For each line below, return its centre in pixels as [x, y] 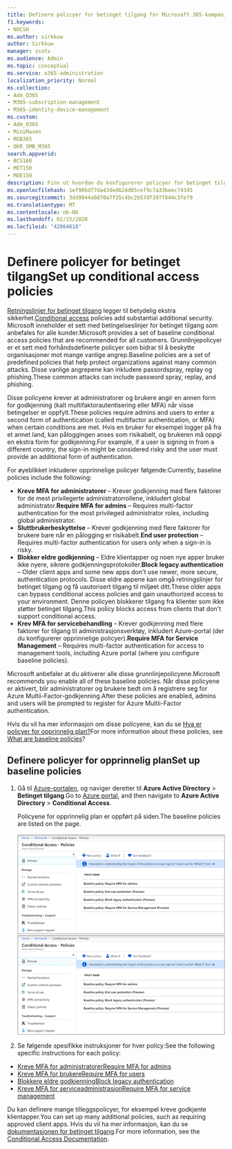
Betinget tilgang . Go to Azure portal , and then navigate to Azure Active [118, 795]
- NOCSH [18, 29]
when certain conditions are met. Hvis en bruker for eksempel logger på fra [114, 427]
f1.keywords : [26, 22]
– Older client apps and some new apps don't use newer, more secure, [118, 571]
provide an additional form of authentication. [70, 456]
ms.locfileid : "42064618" [44, 227]
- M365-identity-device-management [58, 110]
